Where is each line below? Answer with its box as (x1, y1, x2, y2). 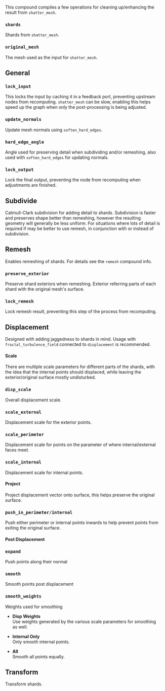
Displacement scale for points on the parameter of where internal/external (5, 442, 156, 448)
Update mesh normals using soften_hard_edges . (5, 127, 103, 133)
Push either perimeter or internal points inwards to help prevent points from (5, 520, 159, 526)
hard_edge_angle (5, 139, 44, 145)
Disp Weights (12, 613, 41, 619)
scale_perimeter (5, 432, 44, 437)
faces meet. (5, 447, 30, 453)
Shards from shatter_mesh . (5, 32, 59, 38)
